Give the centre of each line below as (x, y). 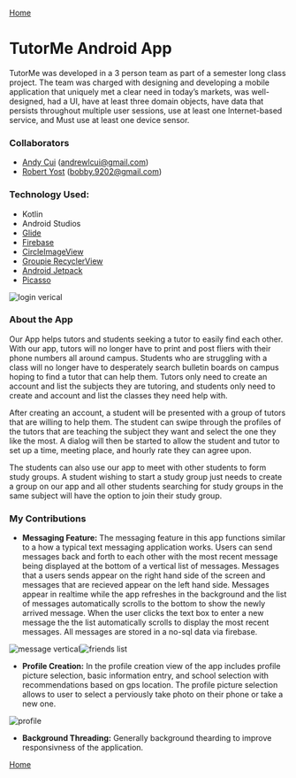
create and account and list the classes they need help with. (118, 395)
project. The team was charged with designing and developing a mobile (139, 82)
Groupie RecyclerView (62, 261)
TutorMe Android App (91, 49)
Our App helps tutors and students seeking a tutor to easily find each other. (146, 339)
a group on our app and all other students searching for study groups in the (146, 486)
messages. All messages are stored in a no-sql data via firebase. (140, 632)
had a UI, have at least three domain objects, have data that (156, 101)
